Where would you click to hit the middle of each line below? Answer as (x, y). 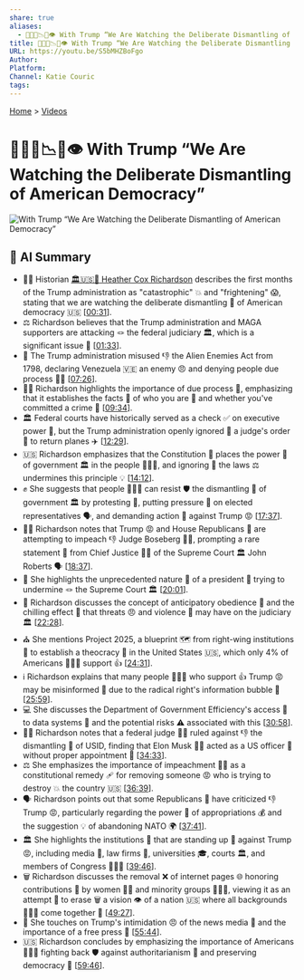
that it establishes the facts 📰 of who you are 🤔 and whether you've (147, 399)
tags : (19, 85)
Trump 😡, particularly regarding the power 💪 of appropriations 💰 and (152, 812)
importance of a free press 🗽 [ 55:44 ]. (92, 932)
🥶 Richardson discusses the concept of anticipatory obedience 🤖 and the (158, 602)
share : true (32, 18)
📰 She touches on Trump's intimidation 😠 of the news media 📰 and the (154, 922)
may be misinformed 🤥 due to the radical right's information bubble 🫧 (151, 690)
